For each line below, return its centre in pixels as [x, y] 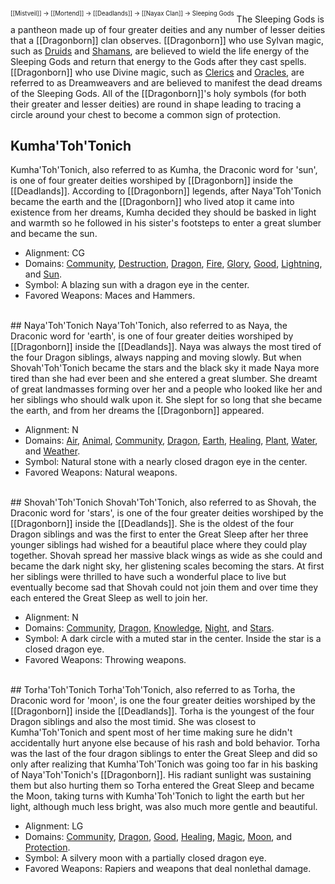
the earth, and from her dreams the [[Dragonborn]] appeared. [137, 411]
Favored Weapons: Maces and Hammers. [110, 296]
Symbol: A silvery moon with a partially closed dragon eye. [145, 858]
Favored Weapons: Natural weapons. [101, 472]
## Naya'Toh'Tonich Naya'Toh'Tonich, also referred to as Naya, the [149, 326]
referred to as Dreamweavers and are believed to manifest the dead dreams [166, 82]
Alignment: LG [54, 826]
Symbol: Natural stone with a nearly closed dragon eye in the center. [166, 462]
